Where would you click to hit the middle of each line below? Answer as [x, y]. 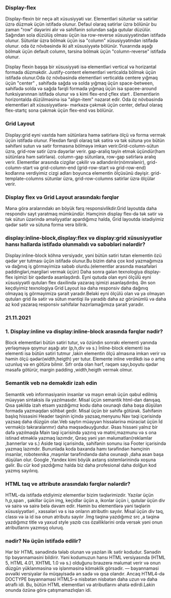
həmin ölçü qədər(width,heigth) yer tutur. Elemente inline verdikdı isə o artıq [85, 359]
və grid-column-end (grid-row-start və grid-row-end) [90, 168]
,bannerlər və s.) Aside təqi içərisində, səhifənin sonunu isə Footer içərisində [86, 443]
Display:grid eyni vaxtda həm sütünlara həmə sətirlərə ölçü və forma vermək [86, 135]
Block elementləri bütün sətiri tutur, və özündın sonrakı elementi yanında [81, 343]
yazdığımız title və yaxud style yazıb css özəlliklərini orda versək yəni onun [84, 522]
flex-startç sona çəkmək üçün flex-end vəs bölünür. [60, 110]
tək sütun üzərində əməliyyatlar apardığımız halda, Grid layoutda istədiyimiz [85, 219]
